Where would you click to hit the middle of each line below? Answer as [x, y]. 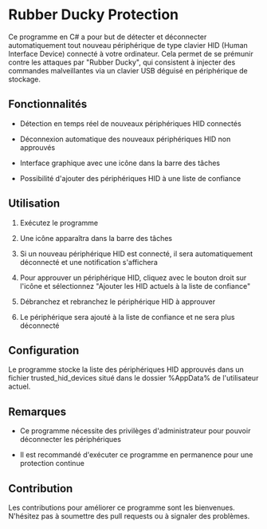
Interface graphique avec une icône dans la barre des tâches [120, 163]
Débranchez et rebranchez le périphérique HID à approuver [118, 302]
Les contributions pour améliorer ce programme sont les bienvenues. [122, 507]
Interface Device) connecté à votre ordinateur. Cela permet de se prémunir [131, 53]
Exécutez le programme [59, 223]
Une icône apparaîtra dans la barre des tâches [96, 238]
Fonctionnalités [48, 104]
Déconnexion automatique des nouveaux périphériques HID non [125, 139]
